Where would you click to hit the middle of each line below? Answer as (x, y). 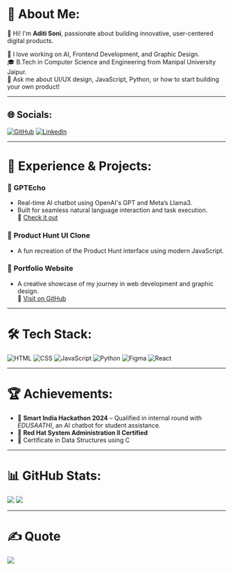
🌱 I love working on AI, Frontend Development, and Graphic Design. (103, 54)
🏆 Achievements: (60, 394)
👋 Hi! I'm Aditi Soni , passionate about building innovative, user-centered (110, 33)
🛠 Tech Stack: (50, 334)
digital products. (31, 40)
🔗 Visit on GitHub (42, 298)
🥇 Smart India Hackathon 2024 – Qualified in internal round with (110, 418)
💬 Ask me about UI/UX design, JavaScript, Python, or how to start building (113, 79)
